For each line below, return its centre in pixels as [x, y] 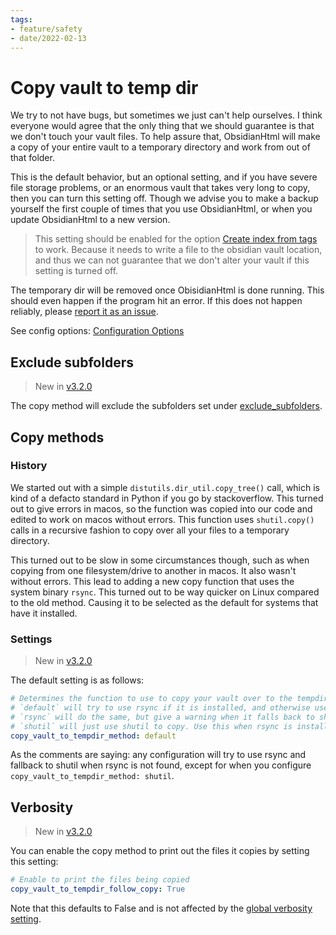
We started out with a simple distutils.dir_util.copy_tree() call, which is [165, 487]
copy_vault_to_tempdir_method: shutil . [92, 776]
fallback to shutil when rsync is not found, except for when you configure [161, 765]
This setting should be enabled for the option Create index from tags [176, 239]
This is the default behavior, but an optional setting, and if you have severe [164, 177]
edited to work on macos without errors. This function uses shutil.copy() [162, 519]
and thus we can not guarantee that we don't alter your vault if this [172, 260]
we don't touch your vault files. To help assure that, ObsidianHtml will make [165, 137]
